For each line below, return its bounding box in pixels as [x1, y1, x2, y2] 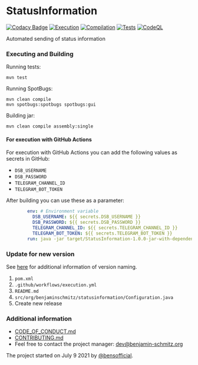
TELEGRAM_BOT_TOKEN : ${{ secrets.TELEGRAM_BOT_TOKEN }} [32, 230, 173, 236]
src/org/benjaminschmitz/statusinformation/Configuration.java [14, 294, 174, 301]
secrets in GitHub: [6, 155, 50, 162]
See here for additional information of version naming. [6, 263, 137, 270]
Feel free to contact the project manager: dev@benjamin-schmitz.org [14, 341, 183, 348]
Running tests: [6, 63, 41, 70]
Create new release [14, 299, 62, 307]
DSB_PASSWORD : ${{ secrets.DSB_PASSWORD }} [32, 220, 141, 226]
